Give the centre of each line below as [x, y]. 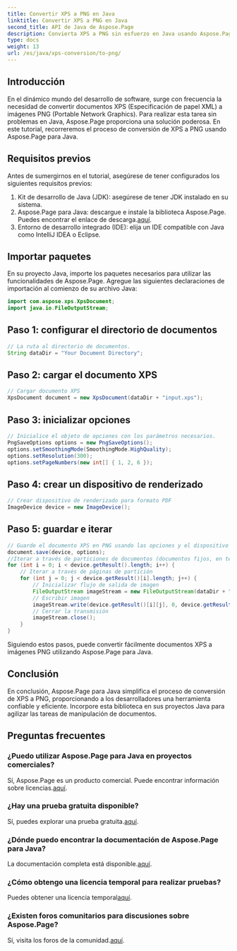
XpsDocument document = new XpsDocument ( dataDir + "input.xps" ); [105, 398]
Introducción [36, 82]
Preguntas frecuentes [56, 736]
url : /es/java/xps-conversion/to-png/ [64, 54]
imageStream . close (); [65, 618]
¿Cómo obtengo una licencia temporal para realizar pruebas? [114, 882]
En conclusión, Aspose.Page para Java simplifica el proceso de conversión [116, 691]
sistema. [30, 204]
